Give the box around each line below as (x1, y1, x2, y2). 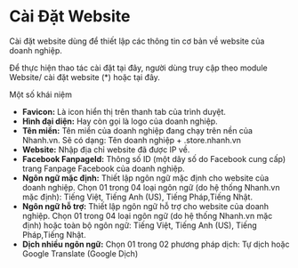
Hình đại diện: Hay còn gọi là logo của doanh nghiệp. (21, 116, 218, 126)
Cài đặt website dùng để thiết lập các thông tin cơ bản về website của (9, 36, 265, 46)
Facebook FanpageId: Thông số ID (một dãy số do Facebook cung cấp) (21, 153, 286, 164)
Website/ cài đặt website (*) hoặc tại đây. (9, 71, 160, 82)
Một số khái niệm (9, 89, 73, 100)
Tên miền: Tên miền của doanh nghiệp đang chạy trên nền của (21, 125, 254, 135)
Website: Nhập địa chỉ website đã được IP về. (21, 144, 190, 155)
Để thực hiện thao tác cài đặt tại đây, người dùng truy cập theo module (9, 62, 269, 73)
